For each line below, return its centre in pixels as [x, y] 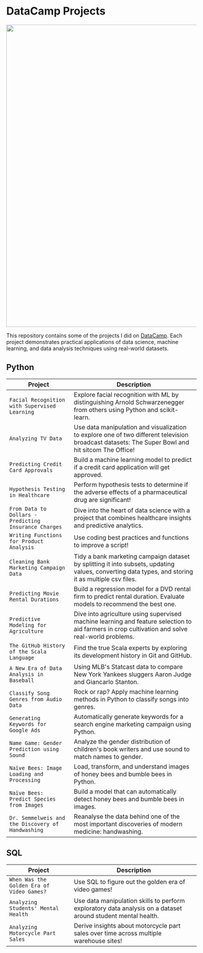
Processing [25, 780]
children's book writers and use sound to [132, 749]
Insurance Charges [36, 527]
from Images [27, 805]
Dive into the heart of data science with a [132, 510]
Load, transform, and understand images [131, 766]
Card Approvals [31, 470]
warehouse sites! [98, 940]
